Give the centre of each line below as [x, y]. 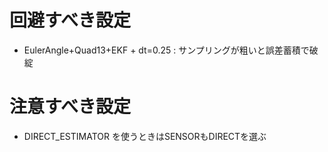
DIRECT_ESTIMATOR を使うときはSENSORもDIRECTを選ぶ [145, 136]
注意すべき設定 [70, 107]
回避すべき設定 [70, 20]
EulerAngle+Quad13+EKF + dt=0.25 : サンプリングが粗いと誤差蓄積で [166, 50]
